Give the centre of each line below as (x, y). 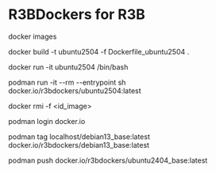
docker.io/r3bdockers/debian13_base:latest (79, 145)
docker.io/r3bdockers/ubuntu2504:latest (75, 90)
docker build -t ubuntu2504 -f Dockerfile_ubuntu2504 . (99, 51)
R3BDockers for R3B (77, 15)
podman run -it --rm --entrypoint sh (67, 82)
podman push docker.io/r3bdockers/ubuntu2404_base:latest (108, 160)
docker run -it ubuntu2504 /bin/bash (68, 67)
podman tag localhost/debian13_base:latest (79, 137)
